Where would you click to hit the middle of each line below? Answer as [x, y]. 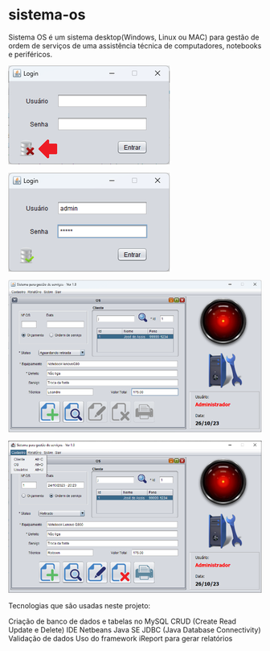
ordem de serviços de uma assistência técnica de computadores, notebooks [135, 45]
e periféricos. [31, 54]
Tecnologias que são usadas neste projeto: [80, 606]
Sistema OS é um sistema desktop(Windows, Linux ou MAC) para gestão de [134, 37]
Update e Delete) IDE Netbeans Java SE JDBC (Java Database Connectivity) [135, 630]
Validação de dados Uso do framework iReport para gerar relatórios [121, 639]
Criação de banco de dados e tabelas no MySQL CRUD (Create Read [123, 621]
